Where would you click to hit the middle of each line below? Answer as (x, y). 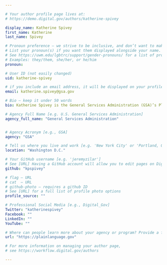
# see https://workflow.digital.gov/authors (52, 251)
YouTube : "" (17, 223)
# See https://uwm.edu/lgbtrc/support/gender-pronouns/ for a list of (80, 55)
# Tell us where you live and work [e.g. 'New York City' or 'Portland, (82, 146)
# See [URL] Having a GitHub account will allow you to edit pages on (80, 164)
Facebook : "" (19, 214)
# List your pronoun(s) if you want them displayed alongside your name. (83, 51)
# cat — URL (19, 182)
